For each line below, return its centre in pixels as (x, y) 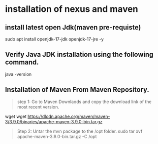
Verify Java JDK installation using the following (79, 54)
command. (22, 62)
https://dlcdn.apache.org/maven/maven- (69, 116)
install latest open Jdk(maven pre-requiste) (73, 27)
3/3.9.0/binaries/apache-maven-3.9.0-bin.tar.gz (54, 121)
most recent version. (38, 107)
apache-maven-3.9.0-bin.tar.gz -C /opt (57, 136)
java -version (18, 74)
